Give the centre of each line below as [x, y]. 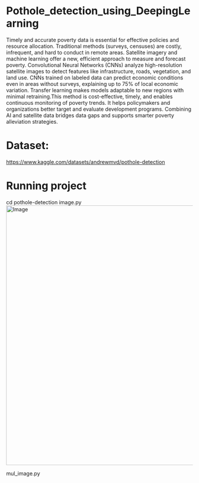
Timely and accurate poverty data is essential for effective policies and [93, 40]
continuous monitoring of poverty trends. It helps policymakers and [88, 102]
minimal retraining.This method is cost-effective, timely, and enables [89, 96]
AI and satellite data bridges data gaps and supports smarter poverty [90, 115]
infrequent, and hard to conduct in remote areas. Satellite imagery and [92, 52]
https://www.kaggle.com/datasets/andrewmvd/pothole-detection [86, 162]
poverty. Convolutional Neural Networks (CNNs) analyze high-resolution [94, 65]
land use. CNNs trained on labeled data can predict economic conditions [95, 78]
